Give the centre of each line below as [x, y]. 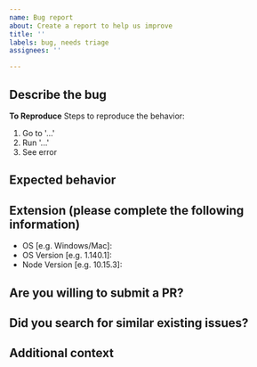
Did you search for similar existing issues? [129, 323]
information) [44, 224]
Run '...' [36, 143]
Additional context [61, 353]
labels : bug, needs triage [59, 42]
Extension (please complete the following [127, 210]
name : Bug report [41, 17]
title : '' [28, 34]
